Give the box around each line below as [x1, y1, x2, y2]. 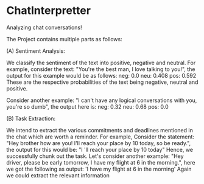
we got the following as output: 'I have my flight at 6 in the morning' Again [6, 165, 192, 172]
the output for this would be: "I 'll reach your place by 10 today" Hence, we [6, 146, 194, 153]
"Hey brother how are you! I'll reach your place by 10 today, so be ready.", [6, 139, 191, 146]
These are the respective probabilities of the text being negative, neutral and [6, 78, 199, 86]
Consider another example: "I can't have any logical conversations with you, [6, 97, 197, 104]
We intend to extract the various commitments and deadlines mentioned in [6, 126, 193, 134]
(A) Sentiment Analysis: [6, 47, 65, 55]
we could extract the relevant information [6, 171, 110, 179]
